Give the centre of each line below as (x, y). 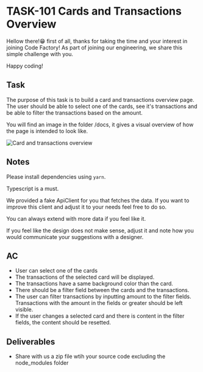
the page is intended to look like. (47, 131)
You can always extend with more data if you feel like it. (76, 218)
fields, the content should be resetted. (63, 323)
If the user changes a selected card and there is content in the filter (100, 316)
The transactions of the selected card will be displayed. (85, 277)
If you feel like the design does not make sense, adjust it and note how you (100, 231)
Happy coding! (25, 66)
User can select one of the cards (56, 271)
